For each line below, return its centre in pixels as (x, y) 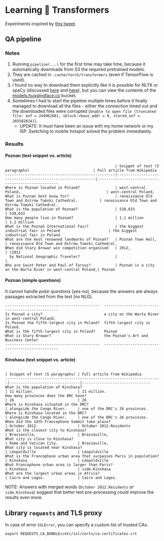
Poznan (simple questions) (33, 280)
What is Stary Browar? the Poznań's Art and (77, 336)
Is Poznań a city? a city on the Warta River (82, 314)
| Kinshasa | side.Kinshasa (58, 469)
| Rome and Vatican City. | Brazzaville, (57, 443)
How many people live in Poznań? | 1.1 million (74, 218)
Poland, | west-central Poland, (80, 192)
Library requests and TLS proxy (54, 513)
